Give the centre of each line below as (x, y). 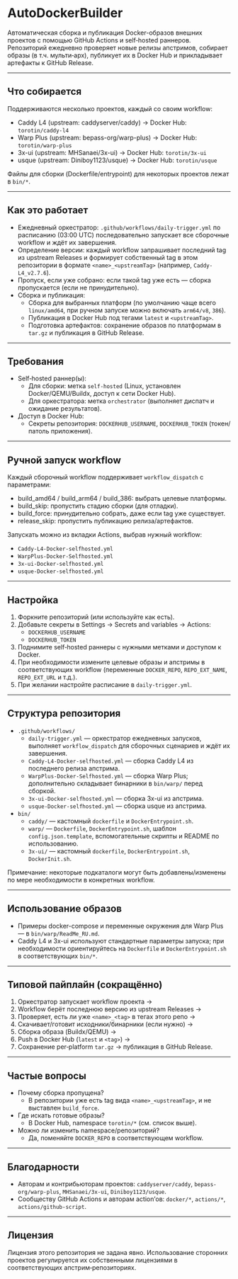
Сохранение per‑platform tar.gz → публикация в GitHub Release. (115, 1047)
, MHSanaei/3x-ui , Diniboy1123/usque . (113, 1192)
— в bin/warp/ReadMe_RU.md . (58, 933)
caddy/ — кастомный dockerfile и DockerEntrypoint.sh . (110, 821)
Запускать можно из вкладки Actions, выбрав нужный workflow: (105, 535)
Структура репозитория (64, 714)
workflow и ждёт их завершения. (67, 242)
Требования (35, 362)
